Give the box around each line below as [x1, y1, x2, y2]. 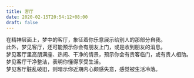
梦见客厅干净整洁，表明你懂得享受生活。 [6, 58, 104, 65]
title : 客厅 [6, 8, 34, 15]
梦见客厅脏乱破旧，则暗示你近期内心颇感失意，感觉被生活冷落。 [6, 66, 160, 73]
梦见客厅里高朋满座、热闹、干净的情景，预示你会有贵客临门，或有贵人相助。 [6, 51, 192, 58]
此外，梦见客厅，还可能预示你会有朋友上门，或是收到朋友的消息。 [6, 43, 166, 50]
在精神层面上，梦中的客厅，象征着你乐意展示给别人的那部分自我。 [6, 36, 166, 43]
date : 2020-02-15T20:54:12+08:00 [6, 14, 88, 20]
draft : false [6, 19, 38, 25]
